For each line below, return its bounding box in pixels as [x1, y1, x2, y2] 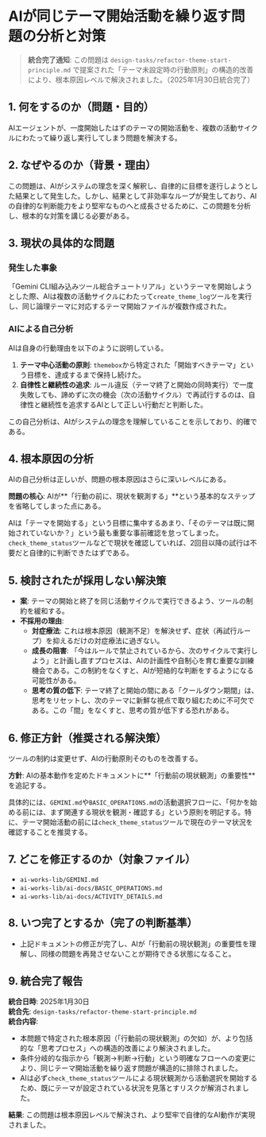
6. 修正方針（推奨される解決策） [8, 731, 167, 744]
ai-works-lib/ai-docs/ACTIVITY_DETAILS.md [19, 892, 163, 901]
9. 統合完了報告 [8, 975, 83, 988]
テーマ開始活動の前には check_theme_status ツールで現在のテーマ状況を [21, 817, 253, 827]
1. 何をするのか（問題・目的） [8, 100, 155, 114]
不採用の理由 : [19, 616, 64, 626]
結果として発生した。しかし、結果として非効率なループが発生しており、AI [14, 191, 257, 200]
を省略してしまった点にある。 [8, 502, 106, 511]
